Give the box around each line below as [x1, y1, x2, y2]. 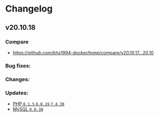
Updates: [5, 89, 29, 96]
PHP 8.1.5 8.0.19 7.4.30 [12, 101, 65, 107]
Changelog [5, 3, 53, 15]
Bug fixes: [5, 62, 31, 69]
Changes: [5, 76, 30, 83]
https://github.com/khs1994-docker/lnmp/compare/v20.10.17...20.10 [12, 49, 154, 55]
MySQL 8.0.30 [12, 106, 43, 112]
